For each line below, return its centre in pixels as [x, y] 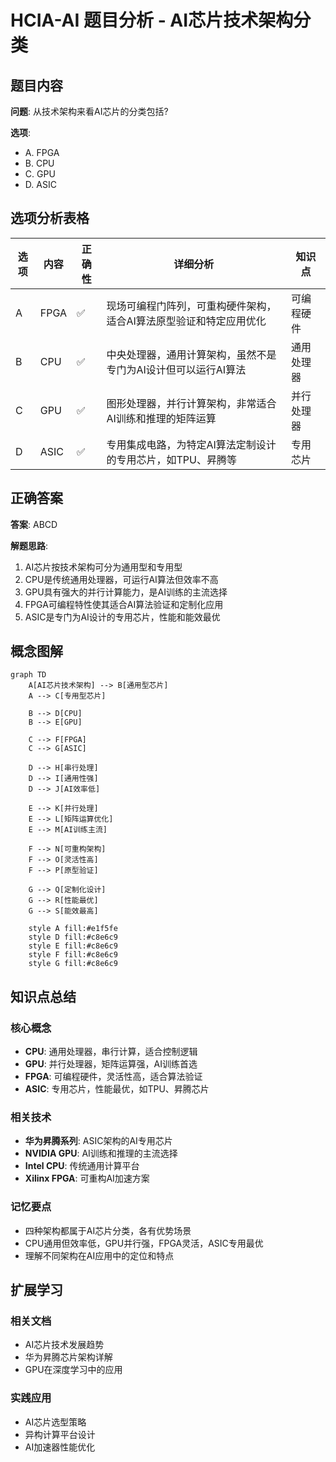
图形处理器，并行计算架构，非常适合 [191, 403]
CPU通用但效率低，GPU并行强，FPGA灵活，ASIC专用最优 [144, 1243]
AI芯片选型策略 [55, 1422]
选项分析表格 [50, 218]
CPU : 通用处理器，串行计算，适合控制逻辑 [111, 1052]
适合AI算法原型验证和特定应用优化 [186, 321]
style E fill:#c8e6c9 [73, 946]
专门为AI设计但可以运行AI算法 [176, 369]
